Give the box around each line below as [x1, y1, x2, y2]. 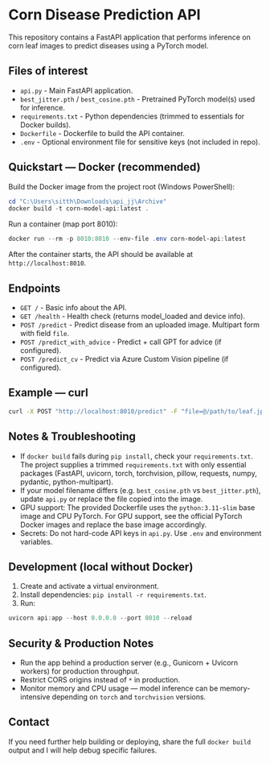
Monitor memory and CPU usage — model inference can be [19, 683, 219, 693]
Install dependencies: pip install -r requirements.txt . [19, 590, 207, 599]
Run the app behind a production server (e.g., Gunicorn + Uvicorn [19, 658, 239, 667]
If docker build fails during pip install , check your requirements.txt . [19, 451, 253, 461]
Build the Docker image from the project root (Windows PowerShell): [8, 181, 235, 191]
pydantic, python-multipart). [19, 477, 114, 487]
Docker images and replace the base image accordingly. [19, 520, 207, 529]
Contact [8, 715, 50, 729]
